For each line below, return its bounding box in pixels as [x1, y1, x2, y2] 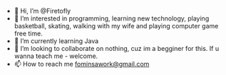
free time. [14, 29, 43, 37]
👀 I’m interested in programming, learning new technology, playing [14, 14, 210, 23]
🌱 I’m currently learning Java [14, 37, 99, 45]
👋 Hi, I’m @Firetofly [14, 7, 71, 15]
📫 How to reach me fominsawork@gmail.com [14, 60, 150, 68]
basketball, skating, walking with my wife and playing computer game [14, 22, 219, 30]
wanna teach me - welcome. [14, 52, 98, 60]
